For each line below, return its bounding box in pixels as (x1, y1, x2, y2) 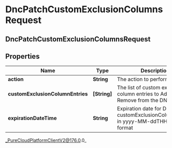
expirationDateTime (8, 115, 57, 122)
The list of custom (117, 84, 160, 91)
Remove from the (117, 97, 159, 104)
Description (140, 67, 170, 75)
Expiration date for (117, 105, 162, 112)
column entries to (117, 90, 159, 97)
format (117, 124, 133, 131)
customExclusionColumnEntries (8, 90, 88, 97)
